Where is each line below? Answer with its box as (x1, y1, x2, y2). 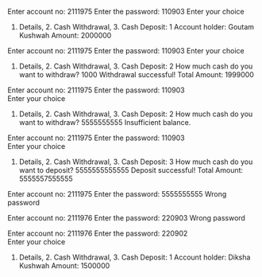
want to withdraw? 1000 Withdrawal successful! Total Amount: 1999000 (18, 70, 255, 79)
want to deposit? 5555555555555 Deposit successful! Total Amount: (18, 166, 244, 174)
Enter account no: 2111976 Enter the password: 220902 (7, 228, 188, 238)
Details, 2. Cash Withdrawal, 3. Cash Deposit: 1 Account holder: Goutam (18, 22, 255, 31)
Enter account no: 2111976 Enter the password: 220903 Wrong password (7, 213, 245, 222)
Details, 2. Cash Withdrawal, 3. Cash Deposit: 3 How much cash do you (18, 157, 253, 166)
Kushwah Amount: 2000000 (18, 31, 112, 40)
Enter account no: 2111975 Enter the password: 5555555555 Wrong (7, 189, 227, 198)
